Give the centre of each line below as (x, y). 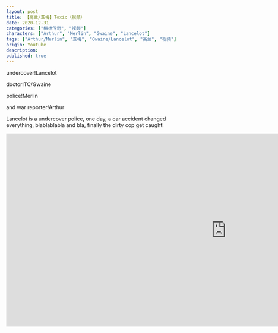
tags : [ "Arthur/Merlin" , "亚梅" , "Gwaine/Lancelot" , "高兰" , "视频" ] (91, 39)
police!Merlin (22, 96)
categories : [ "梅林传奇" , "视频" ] (46, 28)
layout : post (22, 12)
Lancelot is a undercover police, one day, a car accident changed (86, 119)
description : (22, 50)
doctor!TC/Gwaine (29, 84)
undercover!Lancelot (32, 72)
